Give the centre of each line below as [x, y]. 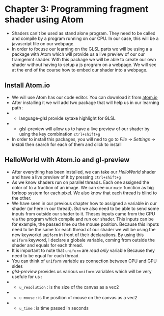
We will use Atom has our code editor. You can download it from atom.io [84, 97]
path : [18, 107]
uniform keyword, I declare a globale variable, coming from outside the [83, 240]
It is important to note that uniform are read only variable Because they [83, 250]
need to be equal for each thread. [45, 255]
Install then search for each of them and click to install [67, 144]
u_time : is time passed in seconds [54, 308]
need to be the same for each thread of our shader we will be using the [83, 229]
